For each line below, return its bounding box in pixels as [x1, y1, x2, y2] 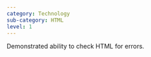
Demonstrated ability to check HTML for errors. [6, 42, 145, 51]
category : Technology [6, 10, 71, 17]
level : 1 [6, 23, 32, 30]
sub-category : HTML [6, 17, 64, 24]
